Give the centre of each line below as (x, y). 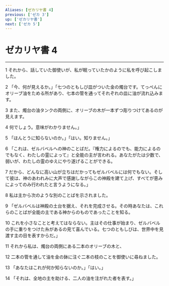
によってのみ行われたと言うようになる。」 (48, 185)
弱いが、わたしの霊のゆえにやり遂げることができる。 (60, 161)
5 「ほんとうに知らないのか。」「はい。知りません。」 (59, 138)
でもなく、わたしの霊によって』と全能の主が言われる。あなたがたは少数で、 (84, 155)
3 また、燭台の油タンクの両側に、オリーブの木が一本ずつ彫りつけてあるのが (84, 110)
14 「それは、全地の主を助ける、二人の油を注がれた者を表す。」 (71, 278)
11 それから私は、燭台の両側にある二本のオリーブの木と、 (65, 246)
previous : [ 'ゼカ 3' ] (27, 15)
